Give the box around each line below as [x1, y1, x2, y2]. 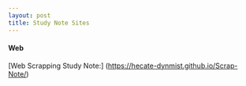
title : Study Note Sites [8, 19, 90, 27]
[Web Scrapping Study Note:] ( [8, 61, 109, 70]
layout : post [8, 11, 51, 20]
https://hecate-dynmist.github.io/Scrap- [107, 61, 238, 70]
